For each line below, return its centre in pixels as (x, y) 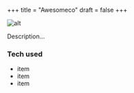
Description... (26, 36)
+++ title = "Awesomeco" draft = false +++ (67, 10)
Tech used (25, 54)
